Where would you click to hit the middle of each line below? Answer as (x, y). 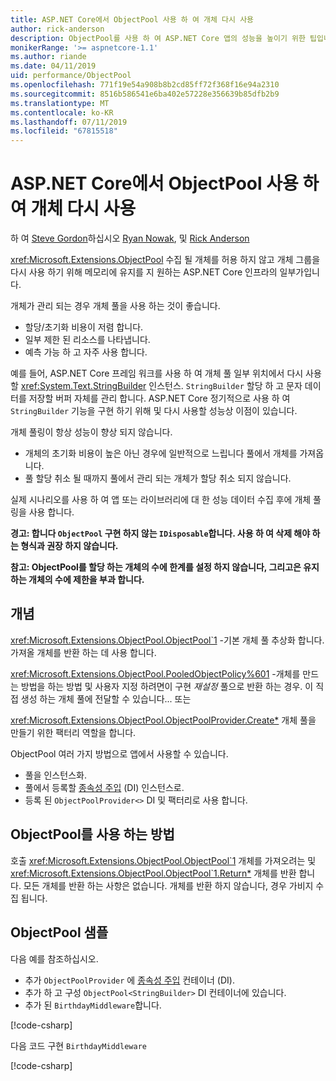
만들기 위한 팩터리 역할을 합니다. (73, 732)
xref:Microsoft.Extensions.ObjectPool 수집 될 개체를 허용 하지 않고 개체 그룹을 (165, 260)
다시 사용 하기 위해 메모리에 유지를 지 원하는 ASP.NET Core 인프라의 (144, 272)
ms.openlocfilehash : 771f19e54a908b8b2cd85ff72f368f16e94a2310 (145, 85)
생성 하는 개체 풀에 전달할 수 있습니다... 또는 (106, 698)
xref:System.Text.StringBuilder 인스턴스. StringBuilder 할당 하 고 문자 (161, 386)
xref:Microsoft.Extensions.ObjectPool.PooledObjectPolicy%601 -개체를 (155, 673)
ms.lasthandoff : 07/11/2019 (69, 122)
